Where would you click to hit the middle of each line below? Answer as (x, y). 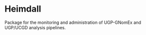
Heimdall (23, 9)
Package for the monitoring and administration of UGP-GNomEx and (73, 22)
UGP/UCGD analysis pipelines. (35, 27)
